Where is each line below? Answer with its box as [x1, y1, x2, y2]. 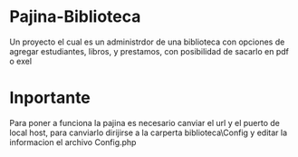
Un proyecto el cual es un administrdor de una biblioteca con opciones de [9, 36, 285, 47]
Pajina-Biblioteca [9, 6, 141, 27]
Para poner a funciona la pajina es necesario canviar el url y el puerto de [9, 117, 281, 128]
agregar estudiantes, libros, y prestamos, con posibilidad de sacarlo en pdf [9, 45, 290, 56]
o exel [9, 55, 33, 66]
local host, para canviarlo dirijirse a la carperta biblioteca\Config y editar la [9, 127, 288, 138]
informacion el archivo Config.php [9, 136, 137, 147]
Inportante [9, 88, 91, 108]
